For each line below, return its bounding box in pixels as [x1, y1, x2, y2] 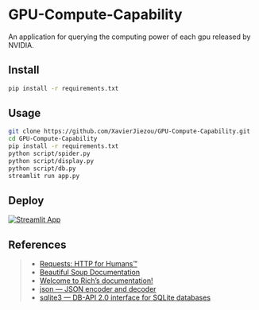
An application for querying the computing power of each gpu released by [8, 32, 251, 41]
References [8, 238, 67, 251]
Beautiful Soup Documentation [39, 268, 141, 277]
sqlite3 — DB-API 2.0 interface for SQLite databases [39, 293, 211, 303]
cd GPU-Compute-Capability [8, 135, 98, 143]
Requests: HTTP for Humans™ [39, 259, 137, 269]
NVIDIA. [8, 40, 34, 49]
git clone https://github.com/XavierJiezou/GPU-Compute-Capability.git [8, 127, 250, 136]
